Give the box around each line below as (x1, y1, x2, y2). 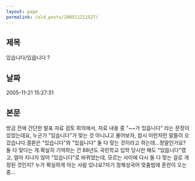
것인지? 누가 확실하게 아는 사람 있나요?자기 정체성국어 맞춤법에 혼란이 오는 (16, 161, 187, 168)
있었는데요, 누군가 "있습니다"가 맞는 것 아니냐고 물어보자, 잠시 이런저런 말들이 (6, 131, 183, 139)
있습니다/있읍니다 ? (6, 54, 51, 61)
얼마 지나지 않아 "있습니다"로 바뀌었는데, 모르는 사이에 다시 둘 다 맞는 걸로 (14, 154, 183, 161)
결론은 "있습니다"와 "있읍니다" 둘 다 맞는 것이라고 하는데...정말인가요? (26, 139, 186, 146)
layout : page (6, 8, 38, 15)
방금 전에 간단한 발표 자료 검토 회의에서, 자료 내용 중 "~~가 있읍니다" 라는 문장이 (6, 124, 190, 131)
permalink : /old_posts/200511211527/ (6, 14, 99, 20)
